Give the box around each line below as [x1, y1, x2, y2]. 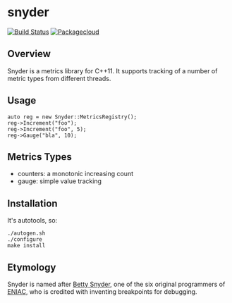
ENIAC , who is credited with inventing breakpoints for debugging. [7, 287, 197, 296]
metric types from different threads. [7, 74, 111, 82]
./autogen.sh [7, 230, 46, 237]
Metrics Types [7, 151, 73, 163]
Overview [7, 48, 51, 60]
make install [7, 242, 46, 249]
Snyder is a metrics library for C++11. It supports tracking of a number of [7, 66, 218, 75]
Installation [7, 197, 58, 209]
